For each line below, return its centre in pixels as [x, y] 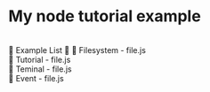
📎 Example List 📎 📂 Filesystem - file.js [77, 50]
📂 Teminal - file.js [40, 69]
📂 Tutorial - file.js [40, 59]
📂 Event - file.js [36, 78]
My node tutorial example [105, 16]
